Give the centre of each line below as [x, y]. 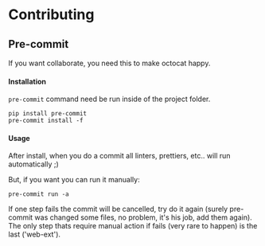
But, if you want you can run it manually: [74, 180]
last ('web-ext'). [35, 234]
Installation [27, 81]
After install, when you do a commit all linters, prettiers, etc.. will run [119, 156]
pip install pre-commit [48, 114]
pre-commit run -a [39, 194]
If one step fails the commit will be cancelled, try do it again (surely [118, 209]
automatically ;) [34, 164]
